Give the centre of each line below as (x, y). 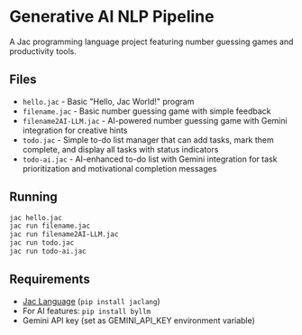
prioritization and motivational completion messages (119, 168)
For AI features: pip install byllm (87, 311)
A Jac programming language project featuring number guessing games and (151, 42)
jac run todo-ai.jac (48, 251)
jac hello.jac (36, 218)
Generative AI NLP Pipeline (112, 17)
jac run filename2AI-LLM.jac (64, 235)
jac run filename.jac (50, 226)
